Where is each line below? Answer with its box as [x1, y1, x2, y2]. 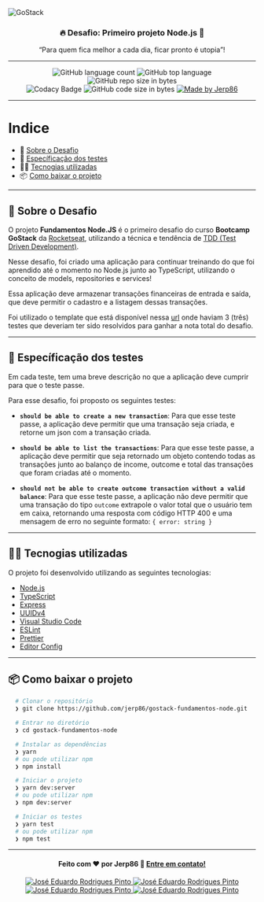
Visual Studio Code [19, 616, 82, 626]
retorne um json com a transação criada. [19, 427, 152, 437]
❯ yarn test [15, 820, 55, 828]
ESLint [19, 625, 41, 634]
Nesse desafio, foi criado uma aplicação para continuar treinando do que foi [8, 257, 255, 267]
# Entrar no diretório [15, 719, 90, 727]
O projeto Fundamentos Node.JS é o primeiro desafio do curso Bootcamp [8, 225, 250, 235]
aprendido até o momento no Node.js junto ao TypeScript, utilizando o [8, 265, 236, 275]
